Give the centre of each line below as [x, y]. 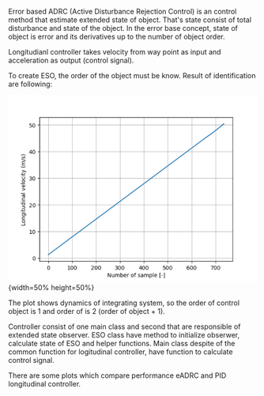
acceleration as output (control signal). [71, 60]
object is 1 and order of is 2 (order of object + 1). [87, 311]
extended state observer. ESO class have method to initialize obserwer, [124, 334]
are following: [30, 84]
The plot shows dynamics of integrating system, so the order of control [124, 303]
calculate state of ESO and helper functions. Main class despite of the [122, 343]
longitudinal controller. [45, 383]
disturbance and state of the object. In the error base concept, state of [123, 28]
